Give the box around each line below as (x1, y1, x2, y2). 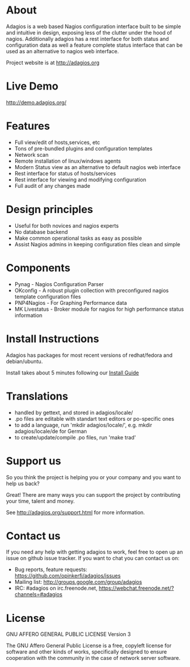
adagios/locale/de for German (14, 428, 87, 435)
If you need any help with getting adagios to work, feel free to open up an (6, 548, 183, 556)
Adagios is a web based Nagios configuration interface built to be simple (6, 23, 181, 30)
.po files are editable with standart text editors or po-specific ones (14, 415, 174, 422)
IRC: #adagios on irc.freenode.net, (14, 585, 98, 592)
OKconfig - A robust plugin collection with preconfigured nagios (14, 287, 169, 294)
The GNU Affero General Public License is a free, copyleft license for (6, 642, 172, 649)
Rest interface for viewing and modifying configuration (14, 176, 146, 183)
